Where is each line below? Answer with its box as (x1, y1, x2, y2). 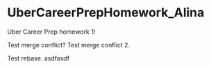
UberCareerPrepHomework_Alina (7, 5, 205, 21)
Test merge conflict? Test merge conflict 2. (7, 41, 130, 49)
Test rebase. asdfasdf (7, 54, 70, 63)
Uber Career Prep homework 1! (7, 27, 96, 36)
